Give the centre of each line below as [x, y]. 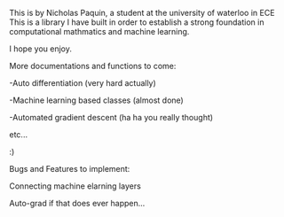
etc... [19, 135]
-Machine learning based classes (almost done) [96, 100]
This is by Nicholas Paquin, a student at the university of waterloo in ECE [142, 13]
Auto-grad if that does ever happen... [77, 203]
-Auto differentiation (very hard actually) [83, 83]
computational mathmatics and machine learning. [99, 31]
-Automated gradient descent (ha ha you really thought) [111, 117]
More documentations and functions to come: [93, 66]
